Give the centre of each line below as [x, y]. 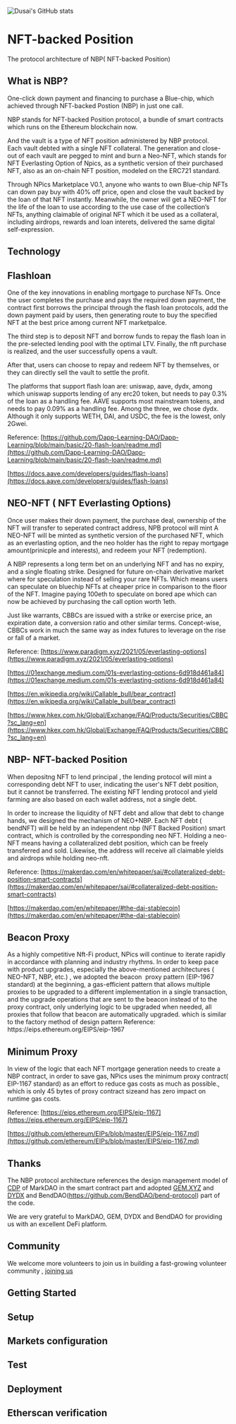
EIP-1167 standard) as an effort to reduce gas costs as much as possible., [114, 1084]
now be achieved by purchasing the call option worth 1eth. [92, 601]
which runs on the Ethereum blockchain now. [73, 126]
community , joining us [40, 1271]
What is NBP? [38, 81]
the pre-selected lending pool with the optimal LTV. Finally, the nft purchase [117, 343]
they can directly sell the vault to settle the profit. [79, 372]
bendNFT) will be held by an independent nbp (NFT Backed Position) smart [116, 828]
